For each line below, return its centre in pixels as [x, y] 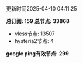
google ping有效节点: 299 [37, 54]
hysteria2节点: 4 [34, 41]
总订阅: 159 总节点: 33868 [38, 21]
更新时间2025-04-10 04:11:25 [41, 9]
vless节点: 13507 [35, 34]
